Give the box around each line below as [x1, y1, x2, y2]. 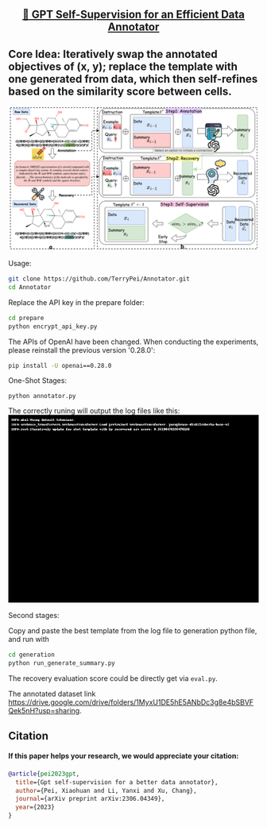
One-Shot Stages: [8, 376, 68, 385]
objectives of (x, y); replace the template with [8, 60, 238, 73]
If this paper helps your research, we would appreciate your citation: [8, 752, 239, 761]
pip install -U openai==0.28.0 [8, 361, 112, 369]
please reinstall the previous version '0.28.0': [8, 345, 156, 354]
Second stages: [8, 611, 60, 620]
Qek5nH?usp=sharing [8, 706, 80, 716]
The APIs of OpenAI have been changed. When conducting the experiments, [8, 337, 259, 346]
